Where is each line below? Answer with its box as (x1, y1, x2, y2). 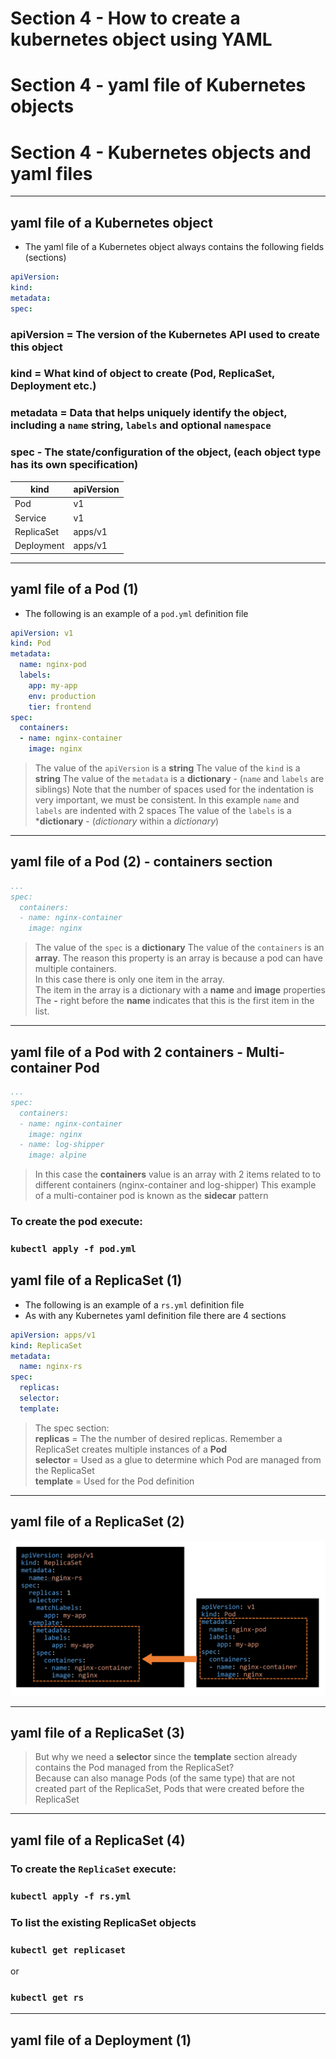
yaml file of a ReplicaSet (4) (10, 1832, 186, 1849)
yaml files (10, 162, 93, 185)
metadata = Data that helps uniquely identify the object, (10, 406, 288, 420)
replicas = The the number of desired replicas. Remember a (34, 1432, 283, 1444)
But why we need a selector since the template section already (34, 1751, 298, 1763)
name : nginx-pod (19, 660, 87, 670)
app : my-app (28, 680, 78, 691)
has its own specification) (10, 458, 139, 472)
